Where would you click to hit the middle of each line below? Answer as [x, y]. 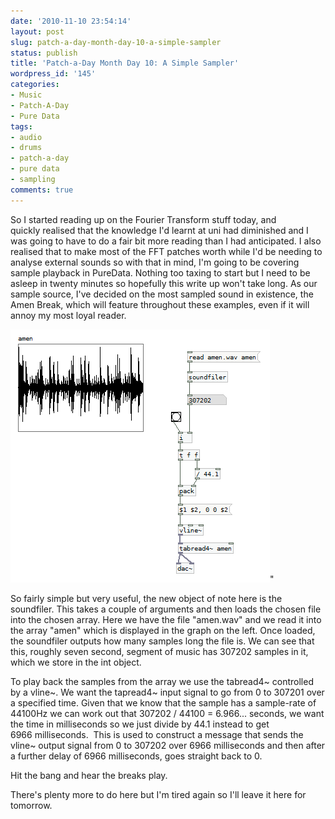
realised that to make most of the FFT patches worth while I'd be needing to [166, 251]
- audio [26, 137]
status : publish [44, 53]
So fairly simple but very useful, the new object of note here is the [146, 598]
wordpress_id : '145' [53, 74]
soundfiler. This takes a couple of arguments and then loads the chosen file [166, 609]
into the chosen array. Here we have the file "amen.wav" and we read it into [166, 619]
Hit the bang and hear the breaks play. [89, 775]
